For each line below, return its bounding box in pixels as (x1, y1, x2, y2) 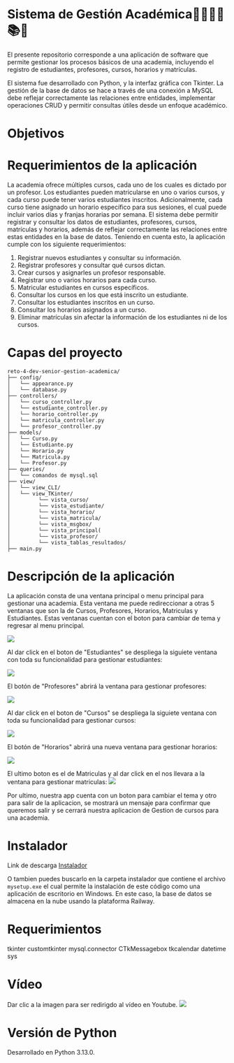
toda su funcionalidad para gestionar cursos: (7, 716, 136, 724)
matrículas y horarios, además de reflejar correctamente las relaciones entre (7, 225, 228, 233)
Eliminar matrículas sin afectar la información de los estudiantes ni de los (17, 313, 228, 321)
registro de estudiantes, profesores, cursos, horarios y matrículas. (7, 65, 198, 73)
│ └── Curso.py (7, 435, 58, 442)
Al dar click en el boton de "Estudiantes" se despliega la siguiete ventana (7, 648, 218, 656)
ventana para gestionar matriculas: (7, 777, 108, 786)
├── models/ (7, 429, 42, 436)
